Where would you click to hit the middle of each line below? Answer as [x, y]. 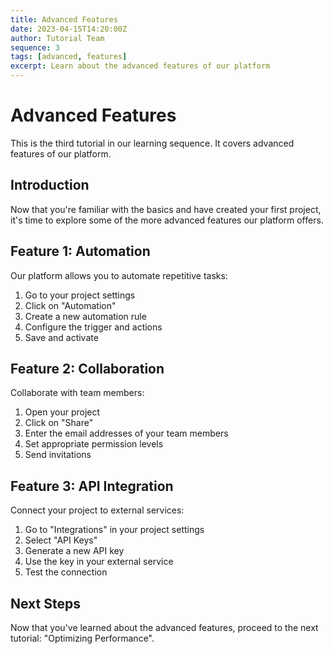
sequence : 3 [35, 47]
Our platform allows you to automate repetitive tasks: [119, 275]
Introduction [50, 185]
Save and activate [61, 337]
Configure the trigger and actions [93, 327]
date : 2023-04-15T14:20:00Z [69, 29]
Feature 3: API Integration [92, 486]
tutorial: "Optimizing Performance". [82, 638]
